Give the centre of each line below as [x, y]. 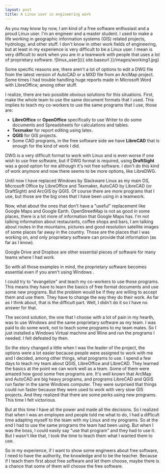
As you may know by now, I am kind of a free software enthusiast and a [77, 28]
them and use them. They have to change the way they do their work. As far [82, 297]
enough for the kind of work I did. [46, 146]
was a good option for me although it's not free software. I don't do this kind [82, 166]
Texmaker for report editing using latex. [53, 130]
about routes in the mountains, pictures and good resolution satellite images [82, 226]
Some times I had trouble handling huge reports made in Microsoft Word [78, 80]
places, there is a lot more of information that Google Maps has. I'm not [77, 216]
